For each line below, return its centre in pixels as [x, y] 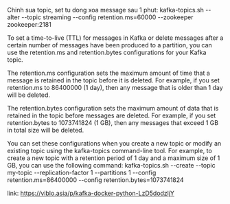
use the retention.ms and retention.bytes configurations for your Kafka [107, 52]
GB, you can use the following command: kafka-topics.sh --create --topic [111, 165]
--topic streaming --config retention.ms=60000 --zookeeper [107, 17]
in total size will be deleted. [46, 130]
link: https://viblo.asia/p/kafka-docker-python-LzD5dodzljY [91, 193]
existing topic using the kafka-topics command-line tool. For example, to [110, 151]
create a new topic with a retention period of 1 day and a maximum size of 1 [114, 158]
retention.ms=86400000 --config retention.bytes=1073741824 [95, 180]
